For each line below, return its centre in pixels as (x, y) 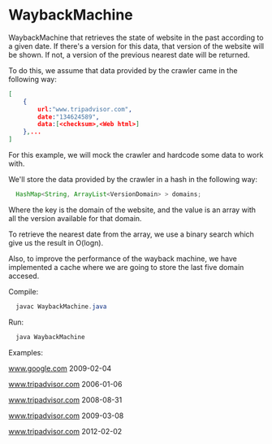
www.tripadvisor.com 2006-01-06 (65, 384)
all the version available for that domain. (75, 218)
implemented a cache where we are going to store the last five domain (126, 267)
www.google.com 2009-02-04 (60, 368)
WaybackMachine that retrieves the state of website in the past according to (136, 37)
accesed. (24, 276)
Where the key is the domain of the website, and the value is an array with (132, 210)
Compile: (24, 291)
